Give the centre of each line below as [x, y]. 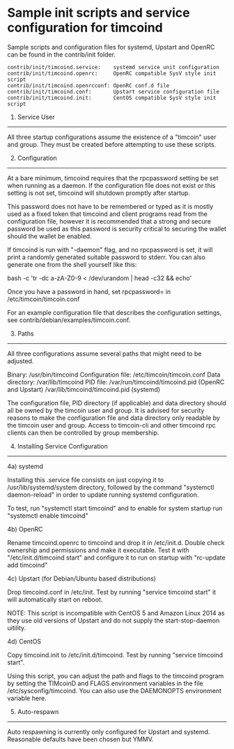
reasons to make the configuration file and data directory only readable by [114, 418]
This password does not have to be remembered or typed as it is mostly [110, 206]
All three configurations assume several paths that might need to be [104, 354]
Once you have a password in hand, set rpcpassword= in [89, 291]
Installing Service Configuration [62, 446]
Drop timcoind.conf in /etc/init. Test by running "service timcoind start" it [112, 592]
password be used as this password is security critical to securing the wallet [117, 228]
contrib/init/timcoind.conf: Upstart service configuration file [113, 92]
